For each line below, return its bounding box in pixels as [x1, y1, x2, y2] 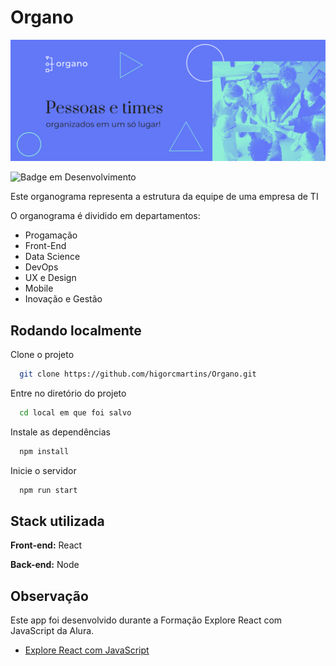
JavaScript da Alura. [10, 625, 95, 637]
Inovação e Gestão [24, 293, 103, 305]
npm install [19, 446, 70, 456]
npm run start [19, 485, 78, 495]
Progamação [24, 229, 78, 241]
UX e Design [24, 272, 77, 284]
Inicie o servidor [10, 464, 77, 476]
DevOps [24, 261, 59, 273]
